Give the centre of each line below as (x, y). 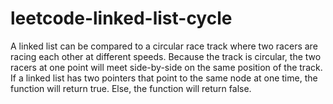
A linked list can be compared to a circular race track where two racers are (164, 46)
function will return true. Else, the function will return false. (131, 88)
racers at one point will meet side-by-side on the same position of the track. (166, 67)
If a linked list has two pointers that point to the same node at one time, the (164, 78)
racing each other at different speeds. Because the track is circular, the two (166, 56)
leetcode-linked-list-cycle (121, 18)
